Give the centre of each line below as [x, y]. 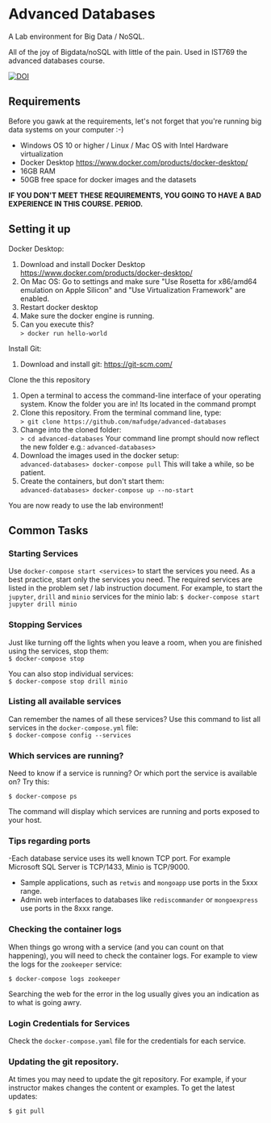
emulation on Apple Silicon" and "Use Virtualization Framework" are [133, 290]
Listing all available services [65, 701]
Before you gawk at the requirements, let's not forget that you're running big [135, 121]
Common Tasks [48, 530]
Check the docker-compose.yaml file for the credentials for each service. [127, 1041]
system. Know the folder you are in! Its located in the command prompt [138, 403]
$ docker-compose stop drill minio [68, 681]
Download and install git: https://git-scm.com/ [96, 364]
